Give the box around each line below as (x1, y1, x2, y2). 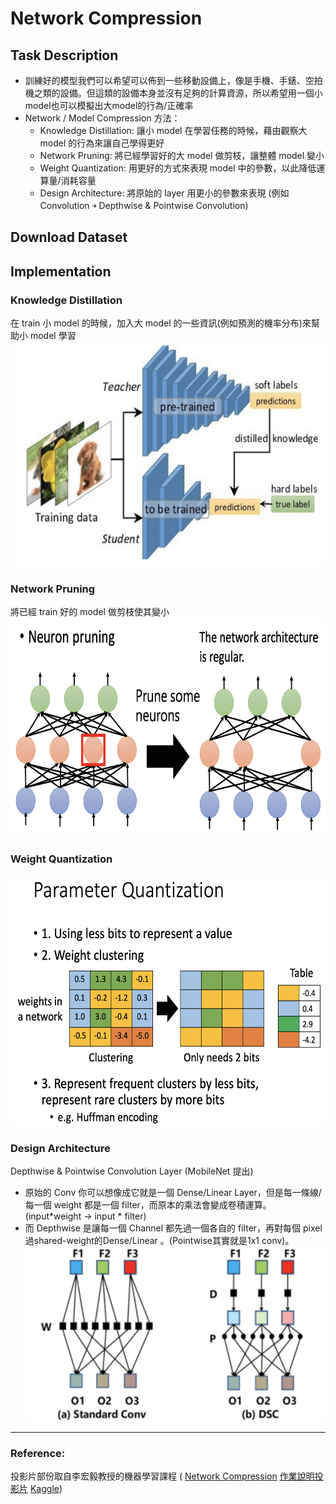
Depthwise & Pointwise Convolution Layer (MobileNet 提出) (10, 1165, 254, 1177)
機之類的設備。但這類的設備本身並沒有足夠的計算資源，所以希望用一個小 (24, 87, 323, 99)
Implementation (10, 263, 112, 280)
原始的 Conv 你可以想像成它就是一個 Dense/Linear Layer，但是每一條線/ (24, 1186, 322, 1198)
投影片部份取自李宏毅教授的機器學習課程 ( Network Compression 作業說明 (10, 1470, 315, 1482)
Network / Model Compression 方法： (24, 112, 181, 124)
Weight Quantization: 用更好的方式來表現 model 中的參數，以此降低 (39, 162, 317, 174)
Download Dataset (10, 229, 128, 246)
